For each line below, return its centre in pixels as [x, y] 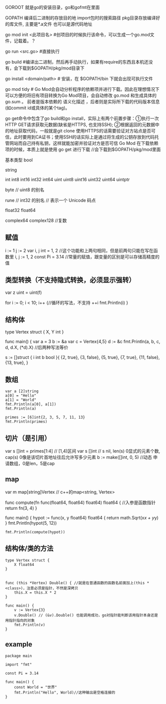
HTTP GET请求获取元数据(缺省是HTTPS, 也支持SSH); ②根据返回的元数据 [80, 125]
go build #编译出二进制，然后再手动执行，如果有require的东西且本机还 [77, 62]
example [19, 644]
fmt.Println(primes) [27, 422]
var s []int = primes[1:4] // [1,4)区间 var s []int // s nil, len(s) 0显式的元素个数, [83, 451]
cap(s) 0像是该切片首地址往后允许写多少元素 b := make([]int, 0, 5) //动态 [79, 457]
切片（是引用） [28, 438]
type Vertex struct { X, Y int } [34, 332]
